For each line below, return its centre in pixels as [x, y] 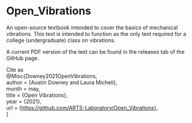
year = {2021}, [24, 101]
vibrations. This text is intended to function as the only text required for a [96, 33]
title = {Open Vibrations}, [37, 95]
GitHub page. [22, 58]
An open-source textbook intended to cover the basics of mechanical [92, 27]
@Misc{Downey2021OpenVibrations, [52, 76]
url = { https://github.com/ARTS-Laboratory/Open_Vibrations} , [82, 107]
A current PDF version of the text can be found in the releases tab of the [95, 51]
